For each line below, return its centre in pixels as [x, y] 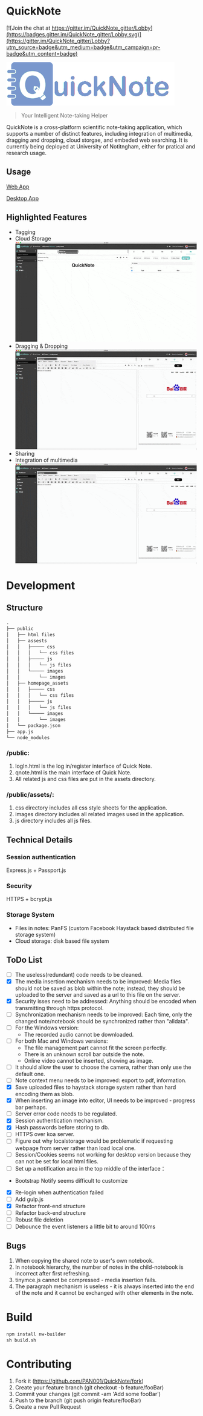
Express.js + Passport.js [36, 870]
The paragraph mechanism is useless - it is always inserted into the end [105, 1286]
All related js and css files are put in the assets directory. [85, 779]
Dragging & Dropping [41, 346]
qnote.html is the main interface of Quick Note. [73, 773]
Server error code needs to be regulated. [66, 1114]
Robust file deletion [39, 1220]
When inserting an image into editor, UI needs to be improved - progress [105, 1100]
